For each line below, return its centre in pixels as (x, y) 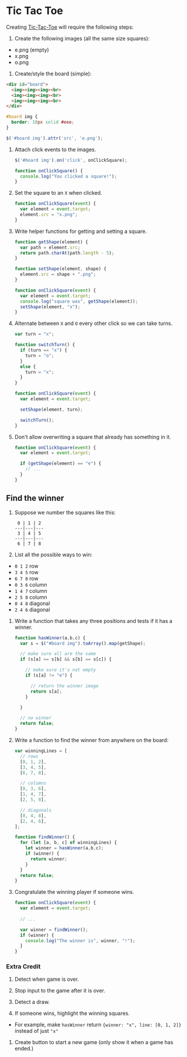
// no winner (36, 718)
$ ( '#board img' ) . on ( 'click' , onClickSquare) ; (71, 160)
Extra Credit (23, 967)
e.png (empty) (32, 50)
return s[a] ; (46, 691)
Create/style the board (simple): (53, 73)
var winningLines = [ (41, 751)
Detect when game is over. (47, 979)
